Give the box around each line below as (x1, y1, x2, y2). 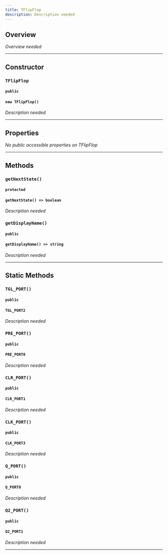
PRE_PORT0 (5, 352, 26, 357)
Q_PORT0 (5, 485, 21, 490)
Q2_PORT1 (5, 529, 23, 535)
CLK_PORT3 (5, 441, 26, 446)
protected (5, 187, 26, 192)
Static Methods (5, 271, 54, 280)
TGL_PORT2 (5, 308, 26, 313)
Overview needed (5, 43, 41, 50)
